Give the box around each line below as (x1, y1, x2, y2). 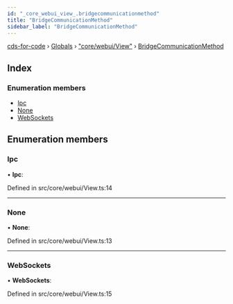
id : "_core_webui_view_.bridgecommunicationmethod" (7, 10, 159, 17)
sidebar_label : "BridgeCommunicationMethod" (7, 23, 138, 30)
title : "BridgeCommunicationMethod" (7, 17, 113, 24)
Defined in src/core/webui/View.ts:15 (7, 289, 112, 298)
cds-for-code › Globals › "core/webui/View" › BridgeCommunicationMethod (7, 42, 224, 51)
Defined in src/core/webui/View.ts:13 (7, 237, 112, 245)
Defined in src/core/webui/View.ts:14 (7, 183, 113, 192)
